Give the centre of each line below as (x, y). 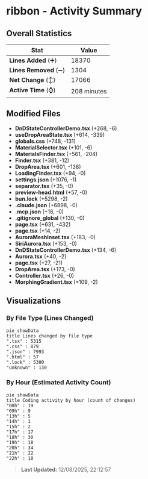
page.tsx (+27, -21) (39, 263)
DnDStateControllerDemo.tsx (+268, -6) (66, 128)
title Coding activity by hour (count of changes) (71, 400)
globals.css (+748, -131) (45, 141)
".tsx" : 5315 (24, 341)
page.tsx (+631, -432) (43, 224)
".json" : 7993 (25, 352)
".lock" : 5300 (25, 362)
